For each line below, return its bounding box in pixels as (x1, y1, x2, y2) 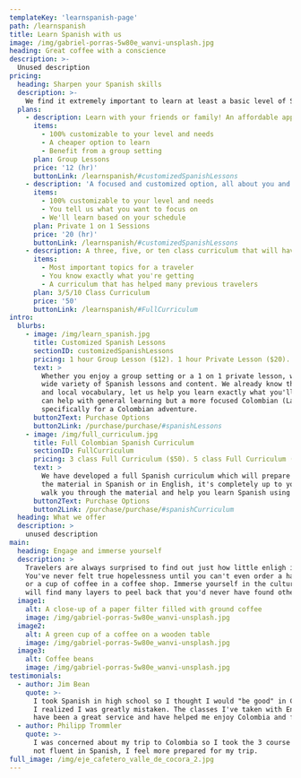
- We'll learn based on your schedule (41, 212, 186, 222)
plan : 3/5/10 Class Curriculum (32, 288, 150, 297)
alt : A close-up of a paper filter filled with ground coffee (25, 605, 262, 614)
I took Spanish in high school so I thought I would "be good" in (32, 696, 287, 705)
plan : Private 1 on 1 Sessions (32, 221, 150, 230)
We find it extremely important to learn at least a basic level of (25, 96, 287, 106)
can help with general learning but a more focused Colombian (41, 396, 279, 406)
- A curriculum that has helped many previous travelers (41, 280, 258, 289)
